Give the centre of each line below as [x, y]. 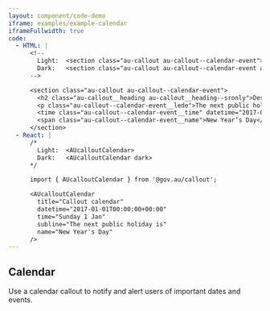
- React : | [34, 135]
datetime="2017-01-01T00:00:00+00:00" [102, 209]
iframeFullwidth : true [46, 31]
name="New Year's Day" [75, 232]
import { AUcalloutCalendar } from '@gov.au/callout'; [123, 180]
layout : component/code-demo [57, 16]
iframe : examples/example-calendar [68, 23]
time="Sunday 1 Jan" [72, 217]
